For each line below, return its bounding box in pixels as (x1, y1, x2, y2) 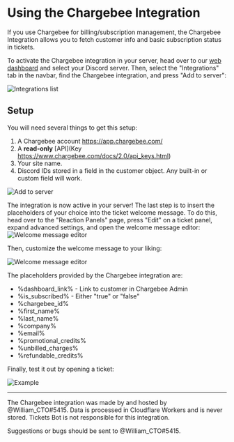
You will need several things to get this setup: (7, 123, 138, 132)
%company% (17, 321, 57, 330)
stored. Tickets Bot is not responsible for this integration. (7, 413, 170, 421)
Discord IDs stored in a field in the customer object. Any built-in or (17, 166, 208, 175)
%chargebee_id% (17, 299, 69, 307)
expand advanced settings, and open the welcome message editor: (7, 223, 201, 231)
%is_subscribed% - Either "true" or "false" (17, 291, 140, 300)
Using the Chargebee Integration (7, 5, 201, 21)
